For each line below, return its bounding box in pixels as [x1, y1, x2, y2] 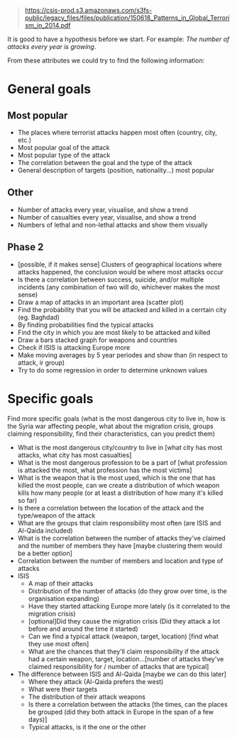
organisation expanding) [28, 594, 100, 603]
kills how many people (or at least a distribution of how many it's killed [17, 488, 224, 497]
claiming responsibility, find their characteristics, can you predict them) [7, 429, 215, 438]
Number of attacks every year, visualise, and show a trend [17, 205, 188, 214]
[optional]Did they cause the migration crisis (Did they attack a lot [28, 616, 221, 625]
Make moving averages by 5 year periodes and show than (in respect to [17, 351, 228, 359]
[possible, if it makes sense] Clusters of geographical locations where [17, 260, 222, 269]
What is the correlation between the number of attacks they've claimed [17, 533, 226, 542]
